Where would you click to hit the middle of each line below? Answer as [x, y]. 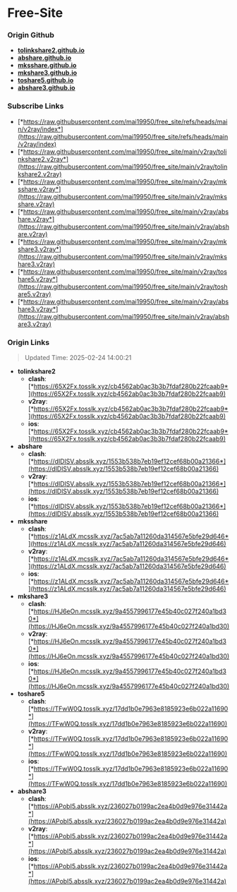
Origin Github [31, 35]
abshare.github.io [44, 58]
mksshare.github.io [47, 66]
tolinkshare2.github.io [51, 50]
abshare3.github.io [46, 88]
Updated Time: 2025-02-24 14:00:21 [78, 358]
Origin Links [29, 342]
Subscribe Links [36, 106]
